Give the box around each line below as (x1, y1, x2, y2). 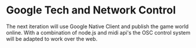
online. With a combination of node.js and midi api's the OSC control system (6, 29, 191, 36)
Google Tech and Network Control (6, 4, 176, 17)
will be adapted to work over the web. (6, 35, 98, 42)
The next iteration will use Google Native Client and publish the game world (6, 23, 189, 30)
